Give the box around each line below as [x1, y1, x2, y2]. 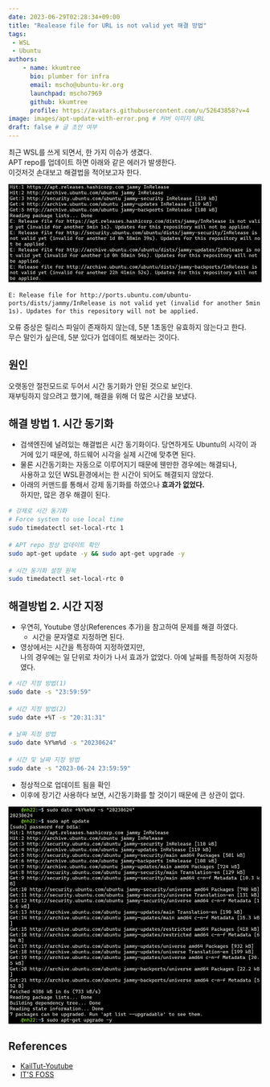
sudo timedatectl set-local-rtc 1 [8, 524, 125, 533]
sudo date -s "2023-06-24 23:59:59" [8, 764, 131, 772]
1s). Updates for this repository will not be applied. [8, 307, 199, 315]
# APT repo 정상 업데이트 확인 [8, 541, 100, 549]
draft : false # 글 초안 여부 [8, 123, 98, 132]
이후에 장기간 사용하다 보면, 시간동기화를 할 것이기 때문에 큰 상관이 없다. [19, 789, 245, 800]
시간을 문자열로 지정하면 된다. [31, 632, 125, 642]
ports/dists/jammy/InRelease [8, 299, 106, 307]
